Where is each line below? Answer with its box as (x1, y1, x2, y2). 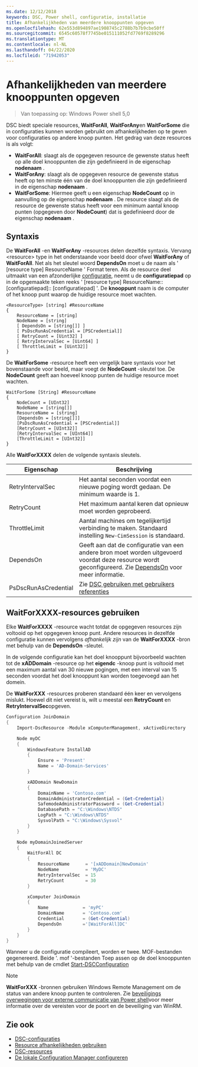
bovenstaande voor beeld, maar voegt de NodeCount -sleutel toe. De (6, 365, 175, 372)
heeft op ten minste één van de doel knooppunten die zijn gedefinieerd (14, 176, 187, 184)
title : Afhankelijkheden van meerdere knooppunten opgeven (6, 19, 154, 25)
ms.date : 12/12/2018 (6, 8, 57, 15)
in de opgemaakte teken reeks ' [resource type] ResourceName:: (6, 279, 164, 286)
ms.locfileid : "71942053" (6, 53, 70, 58)
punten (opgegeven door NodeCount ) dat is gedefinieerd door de (14, 208, 175, 215)
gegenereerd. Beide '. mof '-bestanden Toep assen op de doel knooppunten (6, 954, 191, 962)
